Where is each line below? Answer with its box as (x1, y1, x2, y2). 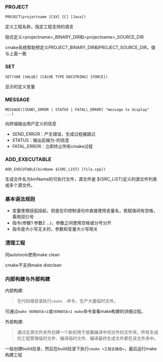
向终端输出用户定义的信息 (5, 121, 57, 126)
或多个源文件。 (5, 182, 35, 188)
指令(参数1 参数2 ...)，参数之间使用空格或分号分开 (12, 220, 112, 226)
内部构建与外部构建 (5, 275, 50, 282)
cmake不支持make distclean (5, 262, 62, 268)
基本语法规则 (5, 196, 36, 203)
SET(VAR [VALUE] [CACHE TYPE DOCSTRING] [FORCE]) (5, 74, 108, 79)
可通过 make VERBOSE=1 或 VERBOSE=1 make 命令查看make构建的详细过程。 (5, 309, 146, 314)
